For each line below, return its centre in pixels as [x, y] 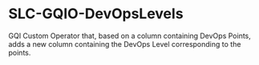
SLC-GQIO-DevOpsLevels [96, 14]
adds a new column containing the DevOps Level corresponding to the [125, 44]
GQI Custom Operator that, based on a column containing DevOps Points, [129, 36]
